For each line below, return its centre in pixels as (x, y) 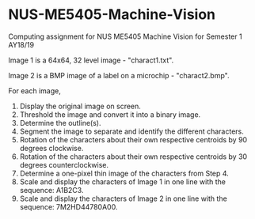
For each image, (34, 91)
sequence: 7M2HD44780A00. (69, 206)
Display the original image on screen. (80, 106)
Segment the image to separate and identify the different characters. (131, 131)
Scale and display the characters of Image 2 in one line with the (123, 198)
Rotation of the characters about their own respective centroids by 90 (133, 139)
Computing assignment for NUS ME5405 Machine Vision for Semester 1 (126, 36)
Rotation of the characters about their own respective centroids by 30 (133, 157)
